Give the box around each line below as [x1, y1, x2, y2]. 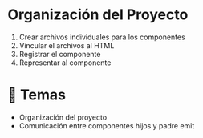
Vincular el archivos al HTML [18, 40, 115, 50]
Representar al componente [18, 58, 112, 67]
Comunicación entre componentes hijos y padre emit [18, 120, 195, 130]
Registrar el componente [18, 49, 101, 59]
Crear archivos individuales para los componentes [18, 32, 185, 42]
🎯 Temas [7, 86, 66, 104]
